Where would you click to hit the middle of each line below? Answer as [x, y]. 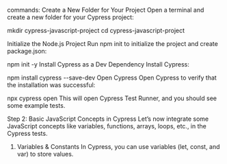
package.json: [27, 51]
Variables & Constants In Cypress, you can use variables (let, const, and [118, 147]
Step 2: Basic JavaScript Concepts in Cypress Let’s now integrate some [108, 119]
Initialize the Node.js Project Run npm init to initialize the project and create [113, 44]
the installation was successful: [51, 85]
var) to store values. [45, 154]
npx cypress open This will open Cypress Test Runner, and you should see [112, 98]
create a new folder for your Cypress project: [71, 17]
